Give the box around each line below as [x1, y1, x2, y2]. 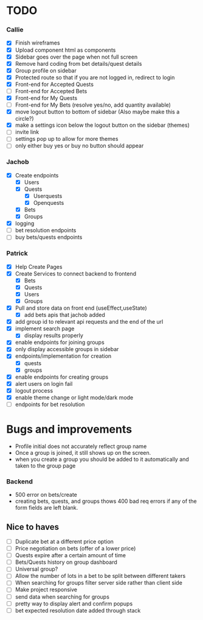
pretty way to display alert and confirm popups [15, 600, 133, 607]
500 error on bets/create [15, 491, 78, 499]
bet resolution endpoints [15, 227, 77, 234]
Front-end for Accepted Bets [15, 87, 88, 94]
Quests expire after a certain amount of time [15, 552, 126, 559]
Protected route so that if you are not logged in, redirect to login [15, 74, 175, 81]
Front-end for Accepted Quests [15, 80, 94, 88]
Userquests [33, 192, 63, 199]
